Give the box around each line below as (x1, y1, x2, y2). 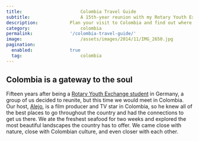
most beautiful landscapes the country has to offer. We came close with (6, 122, 182, 129)
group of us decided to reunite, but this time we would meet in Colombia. (6, 97, 184, 104)
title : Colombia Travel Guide (6, 8, 136, 15)
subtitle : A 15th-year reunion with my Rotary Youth (6, 14, 187, 20)
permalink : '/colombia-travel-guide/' (6, 31, 136, 37)
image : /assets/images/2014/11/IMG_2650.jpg (6, 36, 174, 42)
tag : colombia (11, 53, 102, 59)
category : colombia (6, 25, 102, 31)
